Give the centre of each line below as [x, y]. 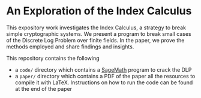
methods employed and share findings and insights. [70, 47]
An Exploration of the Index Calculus [99, 11]
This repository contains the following [53, 58]
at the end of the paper [43, 88]
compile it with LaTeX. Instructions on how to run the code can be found [104, 82]
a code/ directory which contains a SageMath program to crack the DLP [103, 69]
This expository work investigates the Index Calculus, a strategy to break [96, 27]
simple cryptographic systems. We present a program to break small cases [99, 33]
